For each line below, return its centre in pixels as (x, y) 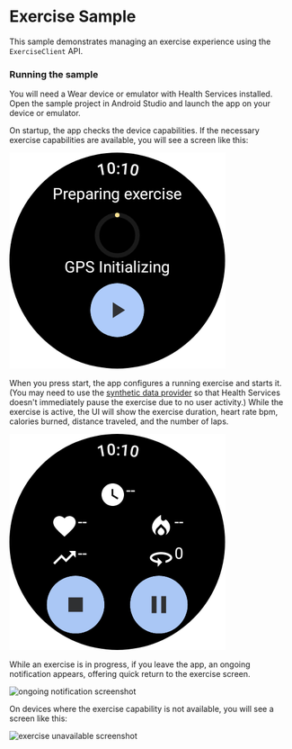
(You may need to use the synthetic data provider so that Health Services (145, 393)
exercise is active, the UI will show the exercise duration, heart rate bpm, (144, 412)
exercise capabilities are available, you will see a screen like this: (129, 140)
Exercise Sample (73, 17)
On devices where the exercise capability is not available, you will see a (142, 709)
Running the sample (54, 74)
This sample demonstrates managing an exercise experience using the (140, 41)
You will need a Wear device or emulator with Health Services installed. (141, 94)
